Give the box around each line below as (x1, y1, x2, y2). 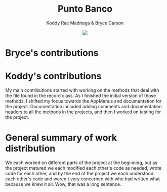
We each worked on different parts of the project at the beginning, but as (5, 159, 158, 166)
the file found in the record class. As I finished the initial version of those (5, 92, 156, 99)
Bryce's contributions (5, 47, 99, 59)
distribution (5, 143, 56, 154)
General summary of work (5, 132, 117, 144)
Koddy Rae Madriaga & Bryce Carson (46, 20, 124, 26)
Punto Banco (57, 3, 113, 15)
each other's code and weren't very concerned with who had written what (5, 176, 160, 182)
